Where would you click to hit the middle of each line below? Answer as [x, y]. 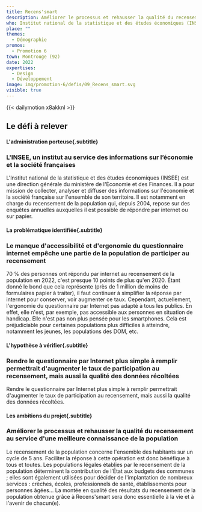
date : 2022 [20, 62]
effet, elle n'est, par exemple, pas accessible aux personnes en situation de [100, 312]
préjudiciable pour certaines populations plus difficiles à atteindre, [88, 325]
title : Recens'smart [32, 12]
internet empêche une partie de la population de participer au [98, 253]
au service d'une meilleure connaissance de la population [92, 439]
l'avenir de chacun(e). [33, 503]
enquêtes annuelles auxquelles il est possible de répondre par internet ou [97, 210]
